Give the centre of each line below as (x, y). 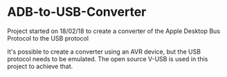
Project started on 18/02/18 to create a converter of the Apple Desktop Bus (113, 31)
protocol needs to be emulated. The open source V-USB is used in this (108, 58)
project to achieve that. (40, 66)
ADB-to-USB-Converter (77, 12)
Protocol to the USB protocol (48, 38)
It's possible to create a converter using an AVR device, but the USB (104, 52)
